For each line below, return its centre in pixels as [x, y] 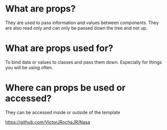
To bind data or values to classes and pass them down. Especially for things [83, 62]
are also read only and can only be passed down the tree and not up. [76, 28]
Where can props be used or [65, 88]
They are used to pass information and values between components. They [82, 23]
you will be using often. [29, 67]
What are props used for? [59, 48]
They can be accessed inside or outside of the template [63, 112]
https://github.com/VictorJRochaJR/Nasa [48, 122]
